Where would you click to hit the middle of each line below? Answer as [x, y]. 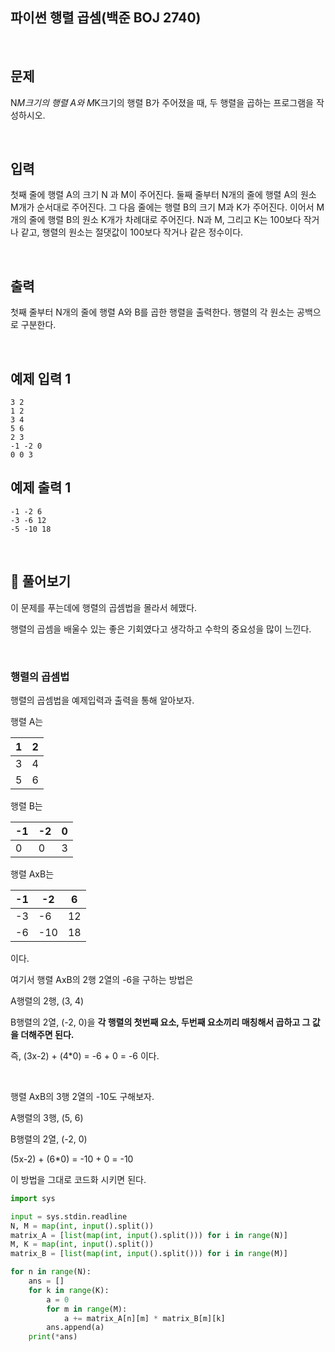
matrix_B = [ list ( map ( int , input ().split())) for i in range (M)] [149, 1254]
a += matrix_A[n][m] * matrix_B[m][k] [144, 1318]
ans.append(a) [75, 1328]
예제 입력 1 [41, 378]
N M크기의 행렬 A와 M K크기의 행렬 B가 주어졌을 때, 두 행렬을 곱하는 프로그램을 [162, 102]
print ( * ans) [53, 1337]
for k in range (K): [69, 1290]
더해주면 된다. [47, 1034]
